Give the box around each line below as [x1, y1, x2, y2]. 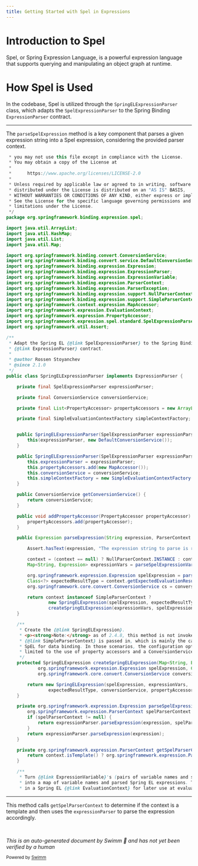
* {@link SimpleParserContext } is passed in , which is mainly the [19, 638, 186, 644]
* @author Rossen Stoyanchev [8, 356, 81, 363]
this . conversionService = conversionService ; [27, 470, 141, 476]
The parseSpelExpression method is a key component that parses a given [6, 130, 184, 137]
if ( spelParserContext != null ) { [27, 714, 112, 720]
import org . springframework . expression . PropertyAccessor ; [6, 313, 151, 319]
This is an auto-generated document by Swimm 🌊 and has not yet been [6, 837, 180, 844]
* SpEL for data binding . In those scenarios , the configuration [19, 643, 183, 649]
